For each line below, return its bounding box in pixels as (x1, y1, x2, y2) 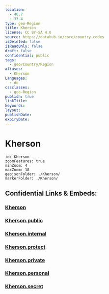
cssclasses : (5, 85, 29, 90)
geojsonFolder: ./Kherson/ (5, 172, 60, 176)
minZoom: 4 (5, 163, 27, 168)
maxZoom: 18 (5, 167, 29, 172)
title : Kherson (5, 26, 36, 30)
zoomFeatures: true (5, 158, 45, 164)
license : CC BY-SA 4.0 (5, 30, 52, 35)
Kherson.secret (5, 283, 43, 290)
